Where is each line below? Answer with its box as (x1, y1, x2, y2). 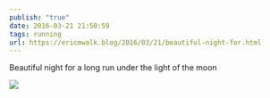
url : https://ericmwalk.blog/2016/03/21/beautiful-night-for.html (9, 37, 262, 47)
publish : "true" (9, 12, 70, 22)
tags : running (9, 29, 63, 38)
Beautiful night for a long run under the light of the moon (9, 62, 217, 73)
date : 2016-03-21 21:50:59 (9, 21, 110, 30)
